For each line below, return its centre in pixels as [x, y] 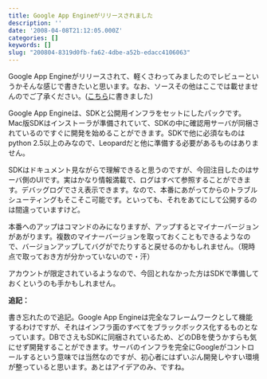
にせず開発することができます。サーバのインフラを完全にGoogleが [118, 347]
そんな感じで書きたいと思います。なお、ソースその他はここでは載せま [137, 86]
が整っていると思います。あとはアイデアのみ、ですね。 [98, 367]
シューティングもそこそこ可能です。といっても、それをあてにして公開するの [133, 199]
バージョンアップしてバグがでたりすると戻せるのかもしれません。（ [132, 246]
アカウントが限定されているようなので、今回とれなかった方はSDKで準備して [134, 273]
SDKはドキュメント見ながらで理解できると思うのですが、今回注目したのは [130, 170]
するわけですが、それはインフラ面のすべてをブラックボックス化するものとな [133, 327]
